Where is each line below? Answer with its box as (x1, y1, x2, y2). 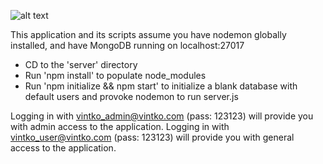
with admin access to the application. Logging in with (10, 121, 230, 132)
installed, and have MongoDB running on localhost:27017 (10, 40, 245, 51)
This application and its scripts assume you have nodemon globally (10, 29, 287, 40)
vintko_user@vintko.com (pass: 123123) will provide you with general (10, 131, 295, 143)
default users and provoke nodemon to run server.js (24, 91, 239, 102)
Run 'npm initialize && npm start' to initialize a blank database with (24, 80, 298, 92)
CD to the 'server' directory (24, 59, 138, 70)
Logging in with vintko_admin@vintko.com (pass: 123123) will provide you (10, 110, 314, 122)
